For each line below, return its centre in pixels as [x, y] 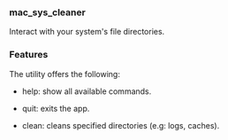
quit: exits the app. [56, 108]
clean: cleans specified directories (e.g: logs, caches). [121, 125]
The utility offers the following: [65, 74]
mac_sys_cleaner [47, 12]
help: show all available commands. [87, 91]
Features [29, 55]
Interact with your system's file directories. [87, 32]
